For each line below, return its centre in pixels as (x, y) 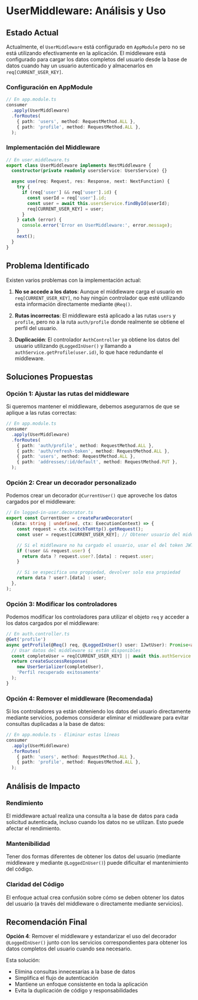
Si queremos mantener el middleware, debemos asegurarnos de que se (93, 406)
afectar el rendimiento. (34, 828)
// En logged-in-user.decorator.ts (50, 513)
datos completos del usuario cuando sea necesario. (69, 949)
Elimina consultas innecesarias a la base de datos (75, 972)
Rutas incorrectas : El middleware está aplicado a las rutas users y (95, 315)
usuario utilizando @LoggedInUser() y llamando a (73, 346)
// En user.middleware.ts (38, 160)
